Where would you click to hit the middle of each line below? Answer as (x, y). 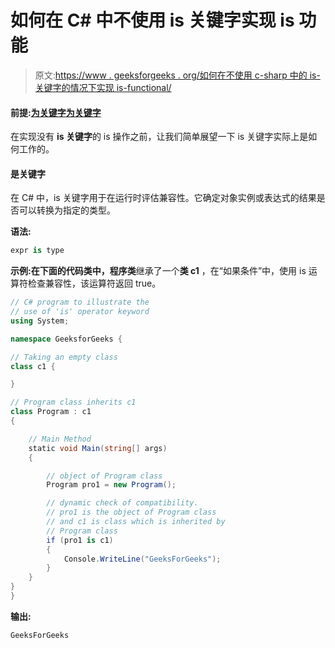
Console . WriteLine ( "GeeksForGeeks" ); (142, 559)
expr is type (37, 251)
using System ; (40, 321)
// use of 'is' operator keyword (80, 312)
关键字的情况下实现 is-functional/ (103, 87)
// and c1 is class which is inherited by (136, 522)
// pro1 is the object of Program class (131, 512)
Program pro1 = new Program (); (111, 485)
